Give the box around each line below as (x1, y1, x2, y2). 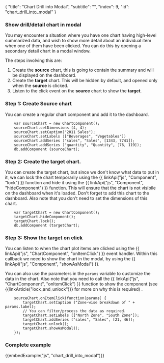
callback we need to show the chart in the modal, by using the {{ (5, 256, 136, 262)
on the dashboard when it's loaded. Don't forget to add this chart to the (5, 190, 150, 196)
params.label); (5, 305, 36, 309)
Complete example (5, 341, 51, 348)
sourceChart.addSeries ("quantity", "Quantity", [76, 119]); (14, 142, 141, 147)
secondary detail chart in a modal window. (5, 48, 91, 54)
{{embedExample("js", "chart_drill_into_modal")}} (5, 353, 105, 359)
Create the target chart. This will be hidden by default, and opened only (12, 78, 158, 84)
